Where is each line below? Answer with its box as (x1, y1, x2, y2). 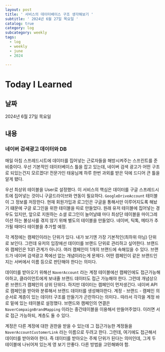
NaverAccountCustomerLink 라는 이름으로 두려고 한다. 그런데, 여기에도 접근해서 (5, 329, 157, 335)
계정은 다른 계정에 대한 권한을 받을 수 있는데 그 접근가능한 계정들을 (5, 323, 132, 329)
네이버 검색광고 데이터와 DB (5, 145, 67, 152)
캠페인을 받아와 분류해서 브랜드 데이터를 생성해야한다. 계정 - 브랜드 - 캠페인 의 (10, 288, 160, 294)
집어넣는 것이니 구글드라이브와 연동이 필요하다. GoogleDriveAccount (14, 193, 145, 199)
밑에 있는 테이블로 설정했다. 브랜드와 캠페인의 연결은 (10, 300, 110, 306)
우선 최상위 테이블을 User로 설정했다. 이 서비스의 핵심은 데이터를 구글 (5, 187, 138, 193)
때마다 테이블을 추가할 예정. (14, 224, 67, 230)
